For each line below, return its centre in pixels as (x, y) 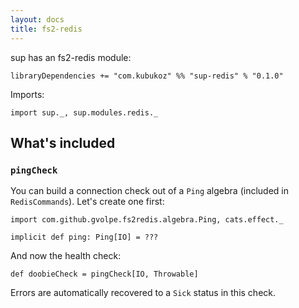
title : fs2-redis (46, 29)
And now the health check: (66, 256)
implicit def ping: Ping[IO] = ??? (84, 237)
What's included (63, 142)
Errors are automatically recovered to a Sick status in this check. (143, 293)
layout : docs (37, 19)
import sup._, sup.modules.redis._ (84, 112)
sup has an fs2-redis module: (71, 57)
